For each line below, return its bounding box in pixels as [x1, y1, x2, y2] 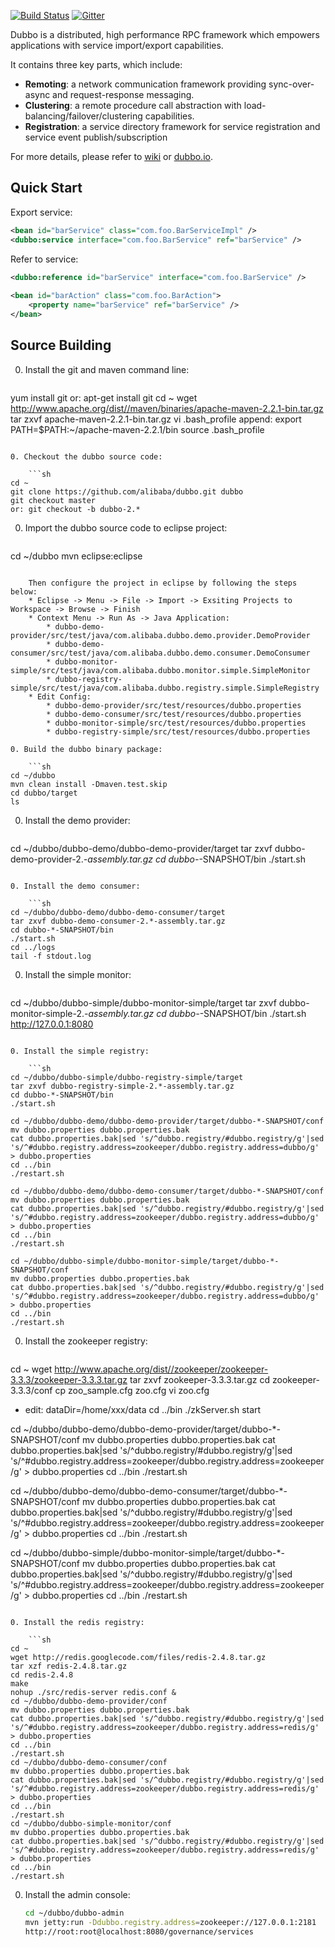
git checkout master [10, 495, 97, 505]
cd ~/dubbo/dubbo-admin [24, 1908, 125, 1918]
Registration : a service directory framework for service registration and [24, 121, 321, 132]
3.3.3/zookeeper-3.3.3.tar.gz [10, 1373, 128, 1385]
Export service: [10, 206, 73, 218]
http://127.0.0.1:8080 [10, 1018, 94, 1030]
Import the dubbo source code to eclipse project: [24, 521, 228, 534]
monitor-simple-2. [10, 1007, 85, 1019]
